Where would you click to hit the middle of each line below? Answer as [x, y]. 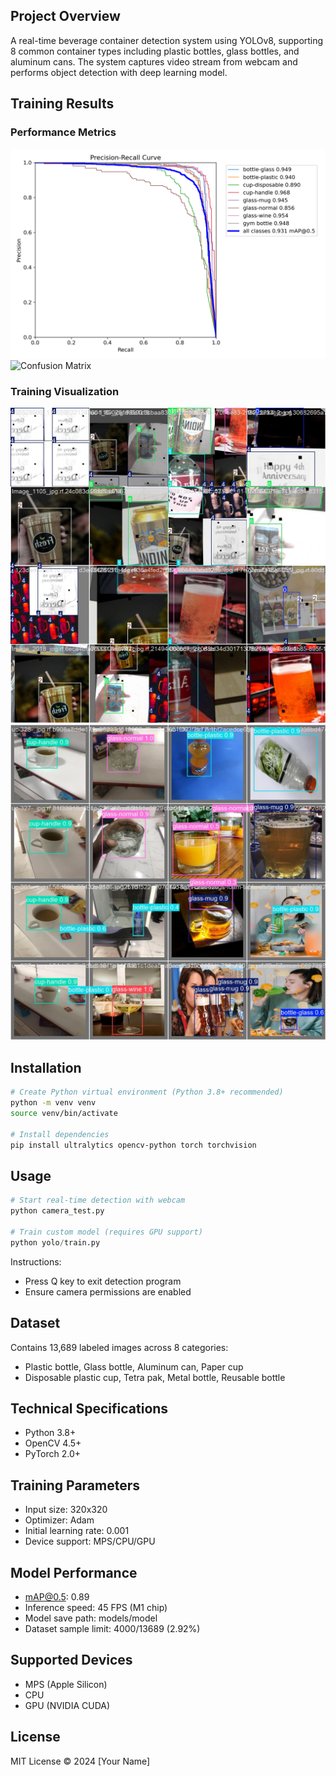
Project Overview [65, 16]
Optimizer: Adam [59, 1520]
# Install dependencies [60, 1134]
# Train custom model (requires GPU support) [106, 1232]
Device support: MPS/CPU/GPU [90, 1541]
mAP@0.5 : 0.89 [57, 1596]
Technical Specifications [89, 1408]
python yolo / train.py [55, 1242]
